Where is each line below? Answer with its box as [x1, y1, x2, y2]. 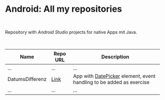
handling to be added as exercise [73, 78, 150, 85]
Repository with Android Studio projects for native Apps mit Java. [5, 29, 137, 35]
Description [101, 53, 129, 60]
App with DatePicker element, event [73, 73, 156, 79]
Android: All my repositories [5, 3, 122, 15]
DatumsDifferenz [7, 75, 47, 82]
